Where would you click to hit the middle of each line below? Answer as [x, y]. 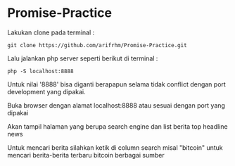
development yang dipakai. [46, 91]
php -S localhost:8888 [40, 71]
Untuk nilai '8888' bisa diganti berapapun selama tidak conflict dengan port [117, 84]
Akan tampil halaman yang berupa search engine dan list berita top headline [118, 126]
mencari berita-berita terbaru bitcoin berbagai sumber [86, 155]
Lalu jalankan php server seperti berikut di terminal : [83, 58]
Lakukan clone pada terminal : [51, 32]
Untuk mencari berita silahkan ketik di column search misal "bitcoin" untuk [115, 147]
